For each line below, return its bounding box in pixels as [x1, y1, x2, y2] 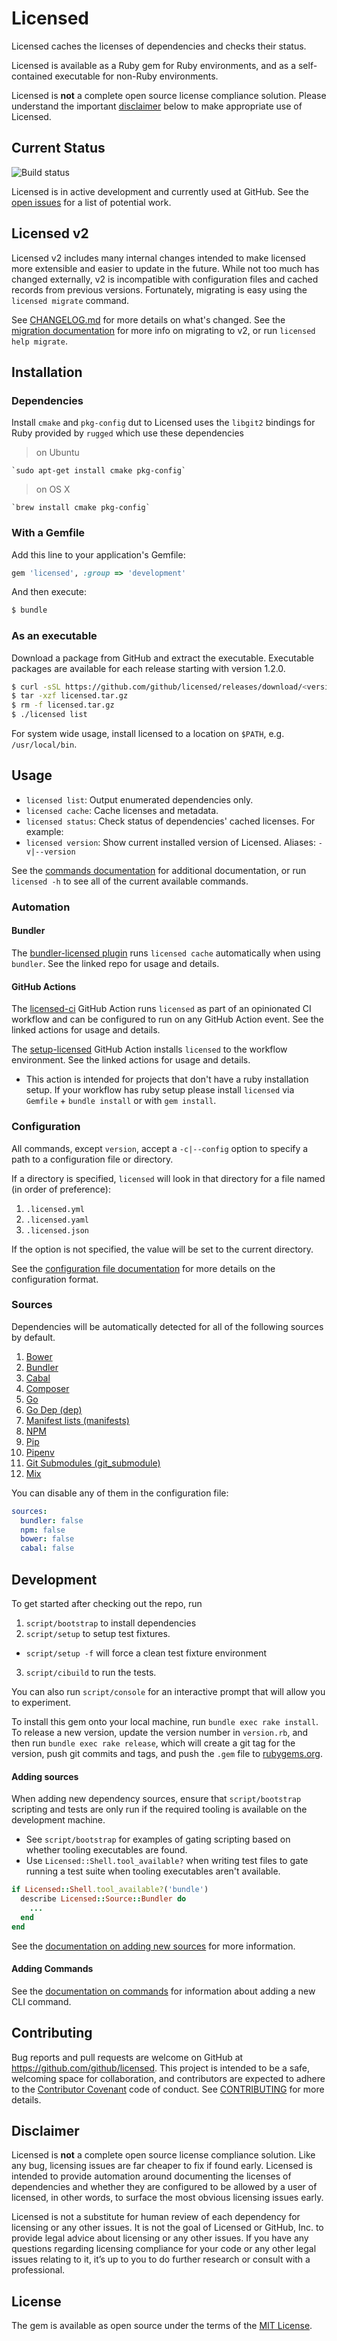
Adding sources [11, 1770, 79, 1782]
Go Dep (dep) [25, 1403, 83, 1416]
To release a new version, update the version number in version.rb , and [11, 1727, 309, 1739]
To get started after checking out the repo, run [11, 1598, 203, 1610]
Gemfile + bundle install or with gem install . [25, 1095, 217, 1107]
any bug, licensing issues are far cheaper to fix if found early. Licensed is [11, 2160, 313, 2172]
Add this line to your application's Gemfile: [11, 548, 186, 561]
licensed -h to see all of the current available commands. [11, 875, 249, 887]
